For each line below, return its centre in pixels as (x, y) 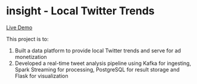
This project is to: (27, 39)
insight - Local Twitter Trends (80, 11)
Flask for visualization (41, 76)
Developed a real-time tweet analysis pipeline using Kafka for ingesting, (103, 63)
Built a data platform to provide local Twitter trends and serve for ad (98, 50)
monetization (31, 57)
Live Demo (19, 27)
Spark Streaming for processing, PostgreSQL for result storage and (97, 69)
